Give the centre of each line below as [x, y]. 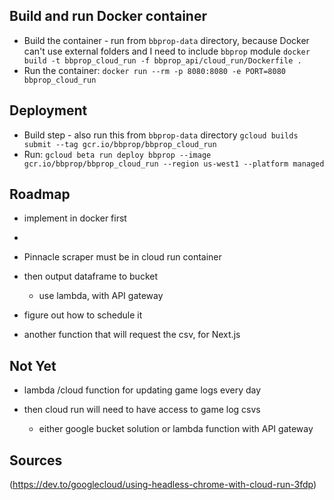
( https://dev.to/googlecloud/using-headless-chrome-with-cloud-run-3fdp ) [163, 485]
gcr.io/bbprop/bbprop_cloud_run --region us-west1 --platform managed [174, 164]
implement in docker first [75, 218]
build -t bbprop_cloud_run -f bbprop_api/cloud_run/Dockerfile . [162, 60]
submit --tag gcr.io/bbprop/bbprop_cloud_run [120, 144]
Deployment [48, 110]
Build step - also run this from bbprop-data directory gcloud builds [161, 135]
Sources [36, 460]
